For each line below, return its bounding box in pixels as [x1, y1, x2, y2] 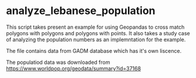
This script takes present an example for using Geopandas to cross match [6, 23, 185, 30]
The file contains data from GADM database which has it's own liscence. [6, 47, 182, 54]
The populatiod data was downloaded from [6, 59, 110, 66]
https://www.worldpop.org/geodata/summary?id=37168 [6, 65, 141, 72]
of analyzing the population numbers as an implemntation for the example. [6, 36, 186, 43]
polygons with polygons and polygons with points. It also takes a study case [6, 29, 191, 36]
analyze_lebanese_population [6, 4, 156, 18]
